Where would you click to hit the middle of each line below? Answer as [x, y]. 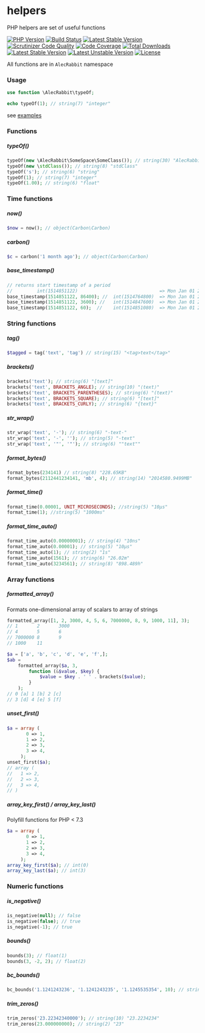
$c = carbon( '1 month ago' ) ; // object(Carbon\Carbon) [78, 256]
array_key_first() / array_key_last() [51, 804]
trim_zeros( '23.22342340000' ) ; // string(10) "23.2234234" [83, 1018]
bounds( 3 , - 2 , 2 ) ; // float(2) [47, 961]
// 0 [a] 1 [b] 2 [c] [34, 694]
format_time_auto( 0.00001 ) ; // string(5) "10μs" [70, 547]
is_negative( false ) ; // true [44, 922]
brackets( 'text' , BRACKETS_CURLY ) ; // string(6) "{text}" [82, 404]
